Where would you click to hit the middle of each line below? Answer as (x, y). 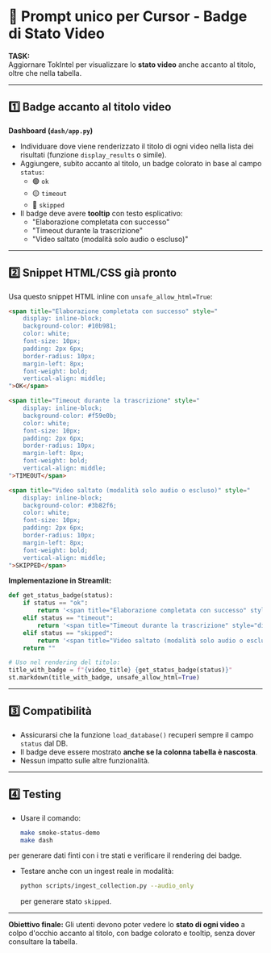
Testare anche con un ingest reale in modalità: (97, 871)
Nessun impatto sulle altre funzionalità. (85, 760)
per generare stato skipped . (66, 901)
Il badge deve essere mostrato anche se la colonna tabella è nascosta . (139, 752)
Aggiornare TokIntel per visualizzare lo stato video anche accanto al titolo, (132, 65)
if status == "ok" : (56, 603)
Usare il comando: (50, 817)
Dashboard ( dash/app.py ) (51, 130)
